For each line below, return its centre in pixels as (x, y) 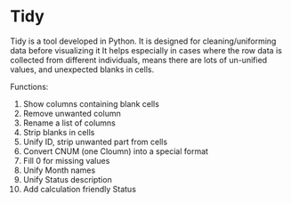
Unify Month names (59, 170)
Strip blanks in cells (59, 132)
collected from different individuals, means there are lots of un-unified (139, 60)
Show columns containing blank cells (91, 103)
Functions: (29, 86)
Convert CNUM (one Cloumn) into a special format (115, 151)
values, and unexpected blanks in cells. (82, 69)
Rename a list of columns (69, 123)
